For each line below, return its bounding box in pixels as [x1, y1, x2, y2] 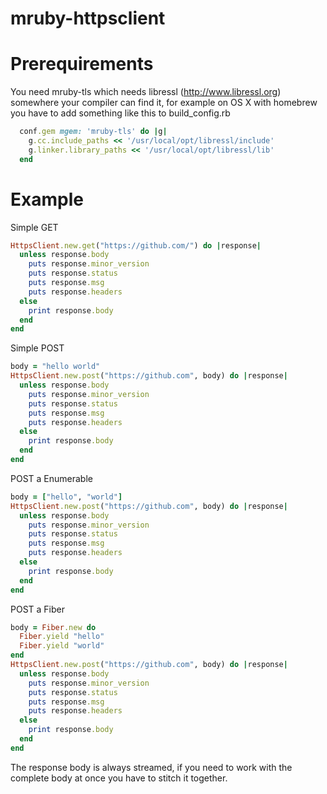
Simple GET [10, 221, 59, 233]
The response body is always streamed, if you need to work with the [10, 761, 293, 773]
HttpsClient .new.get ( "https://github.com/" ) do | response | [10, 240, 262, 251]
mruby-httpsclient [10, 7, 166, 30]
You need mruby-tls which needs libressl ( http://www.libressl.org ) [10, 86, 282, 98]
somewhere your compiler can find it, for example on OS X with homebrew [10, 97, 318, 109]
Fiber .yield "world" [19, 641, 105, 651]
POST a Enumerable [10, 472, 93, 484]
